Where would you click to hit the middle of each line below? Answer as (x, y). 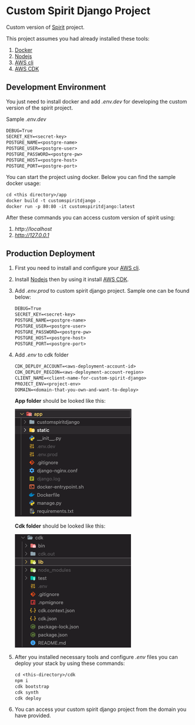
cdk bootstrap (32, 686)
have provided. (33, 715)
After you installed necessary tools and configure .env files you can (96, 657)
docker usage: (23, 183)
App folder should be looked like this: (60, 400)
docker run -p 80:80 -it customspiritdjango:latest (70, 206)
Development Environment (56, 87)
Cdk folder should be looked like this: (60, 526)
